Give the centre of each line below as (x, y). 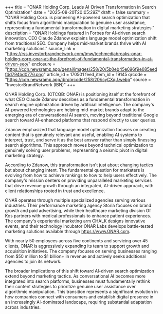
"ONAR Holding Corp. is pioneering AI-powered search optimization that (77, 17)
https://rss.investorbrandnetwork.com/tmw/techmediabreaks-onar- (75, 54)
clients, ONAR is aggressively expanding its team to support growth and (77, 246)
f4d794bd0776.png (24, 74)
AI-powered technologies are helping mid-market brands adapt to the (75, 110)
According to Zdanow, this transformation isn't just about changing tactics (79, 165)
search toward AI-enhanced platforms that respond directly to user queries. (81, 120)
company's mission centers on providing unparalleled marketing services (79, 180)
